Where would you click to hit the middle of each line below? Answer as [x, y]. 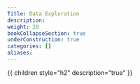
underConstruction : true [43, 40]
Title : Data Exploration [43, 14]
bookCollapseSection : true [47, 33]
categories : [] [29, 46]
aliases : [20, 53]
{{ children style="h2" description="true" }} [70, 72]
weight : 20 [23, 27]
